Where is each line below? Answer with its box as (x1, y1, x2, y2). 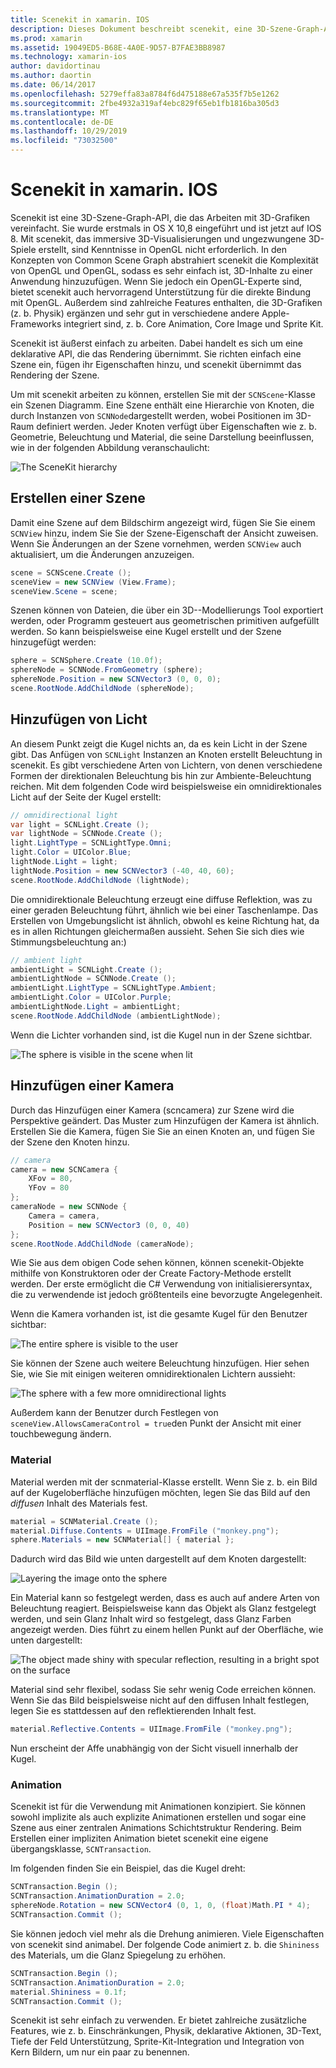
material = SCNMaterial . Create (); (10, 1516, 159, 1526)
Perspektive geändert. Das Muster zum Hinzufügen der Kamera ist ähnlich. (10, 1114, 320, 1126)
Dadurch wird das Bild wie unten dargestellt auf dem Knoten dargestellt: (10, 1553, 307, 1565)
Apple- (261, 307, 290, 319)
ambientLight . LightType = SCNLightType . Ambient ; (10, 983, 217, 993)
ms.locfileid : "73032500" (10, 136, 118, 146)
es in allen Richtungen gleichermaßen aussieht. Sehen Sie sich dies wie (10, 925, 305, 937)
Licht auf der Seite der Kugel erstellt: (10, 791, 162, 803)
